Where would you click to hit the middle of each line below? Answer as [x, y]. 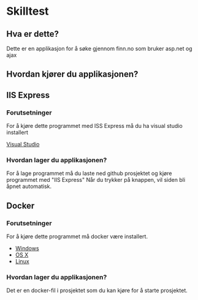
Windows [27, 249]
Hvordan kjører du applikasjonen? [72, 74]
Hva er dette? [33, 34]
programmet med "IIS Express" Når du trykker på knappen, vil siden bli [96, 180]
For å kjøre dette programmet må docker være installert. [77, 236]
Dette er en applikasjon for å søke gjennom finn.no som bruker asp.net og [99, 48]
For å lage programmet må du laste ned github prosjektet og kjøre [89, 173]
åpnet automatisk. [29, 186]
